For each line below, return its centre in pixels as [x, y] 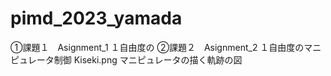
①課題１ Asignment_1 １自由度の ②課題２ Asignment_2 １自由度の [157, 47]
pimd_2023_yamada [96, 18]
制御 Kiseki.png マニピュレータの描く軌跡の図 [148, 59]
